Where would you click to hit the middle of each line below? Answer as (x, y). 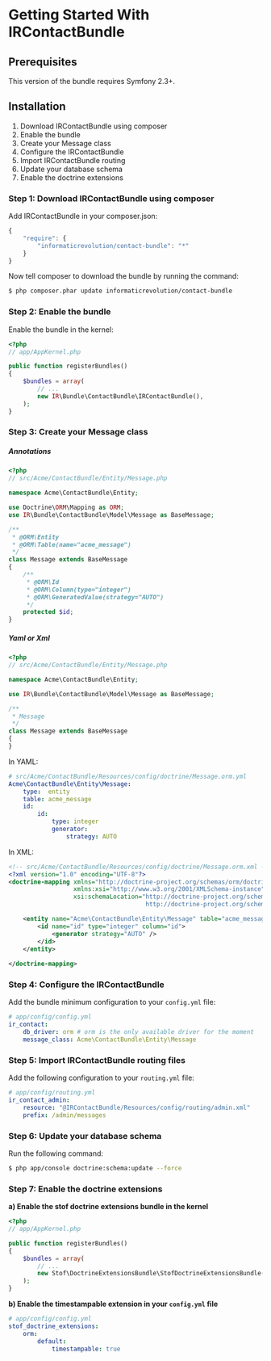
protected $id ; (48, 612)
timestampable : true (86, 1349)
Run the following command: (56, 1153)
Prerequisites (43, 62)
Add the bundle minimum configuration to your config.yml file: (112, 1002)
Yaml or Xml (29, 638)
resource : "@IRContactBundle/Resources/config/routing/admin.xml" (137, 1107)
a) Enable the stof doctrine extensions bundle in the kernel (108, 1207)
